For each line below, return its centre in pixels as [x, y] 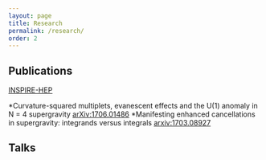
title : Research [35, 23]
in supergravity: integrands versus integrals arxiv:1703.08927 [110, 123]
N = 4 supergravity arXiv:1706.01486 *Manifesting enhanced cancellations [132, 114]
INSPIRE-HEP [31, 90]
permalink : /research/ [46, 31]
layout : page [30, 16]
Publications [41, 70]
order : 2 [23, 38]
